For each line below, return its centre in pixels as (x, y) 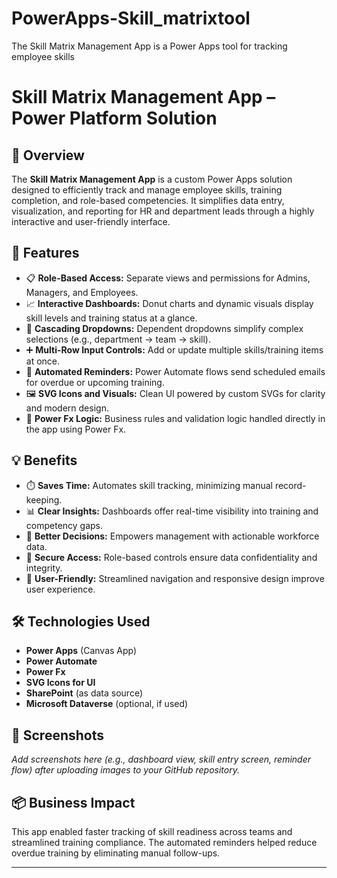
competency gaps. (64, 525)
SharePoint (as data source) (84, 693)
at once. (43, 361)
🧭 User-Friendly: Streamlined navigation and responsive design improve (175, 578)
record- (290, 485)
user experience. (60, 589)
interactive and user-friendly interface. (91, 221)
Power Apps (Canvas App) (81, 651)
